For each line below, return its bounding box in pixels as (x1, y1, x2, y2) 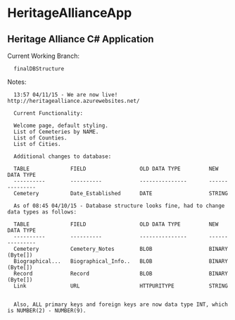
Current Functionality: (13, 110, 83, 117)
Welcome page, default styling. (13, 122, 109, 129)
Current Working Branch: (7, 51, 80, 60)
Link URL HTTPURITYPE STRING (13, 283, 229, 290)
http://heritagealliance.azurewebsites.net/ (7, 97, 140, 104)
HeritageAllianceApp (7, 5, 132, 21)
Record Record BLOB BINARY (13, 270, 229, 277)
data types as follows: (7, 209, 77, 216)
